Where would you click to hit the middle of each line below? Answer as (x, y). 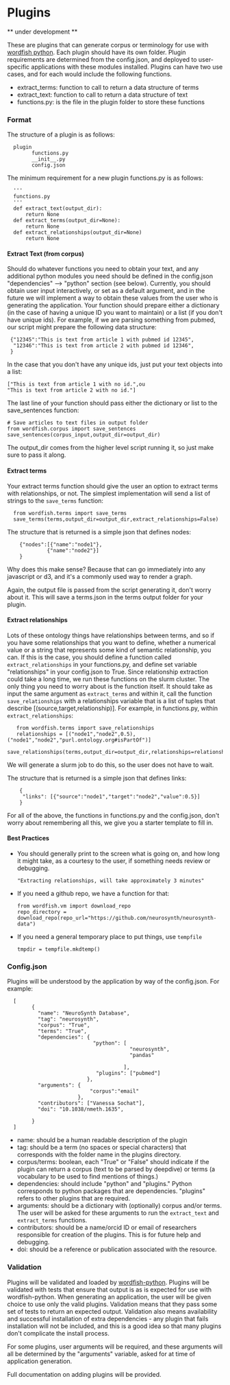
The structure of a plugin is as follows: (61, 134)
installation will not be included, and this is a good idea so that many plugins (114, 1326)
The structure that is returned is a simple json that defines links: (97, 778)
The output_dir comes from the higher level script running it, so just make (111, 448)
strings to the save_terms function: (55, 500)
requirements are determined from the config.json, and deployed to (102, 59)
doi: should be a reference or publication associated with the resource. (117, 1249)
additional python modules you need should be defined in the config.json (110, 276)
